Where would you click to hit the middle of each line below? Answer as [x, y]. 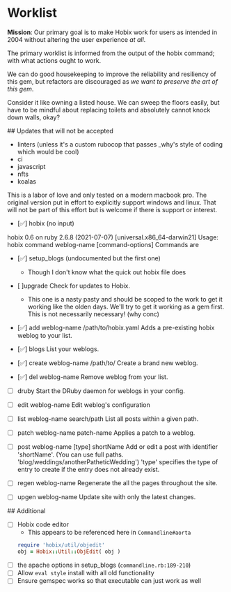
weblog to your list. [45, 335]
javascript [31, 166]
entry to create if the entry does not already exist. [88, 470]
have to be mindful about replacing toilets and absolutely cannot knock [109, 110]
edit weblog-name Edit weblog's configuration [84, 405]
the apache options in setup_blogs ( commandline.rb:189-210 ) [104, 565]
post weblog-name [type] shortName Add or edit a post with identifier [117, 447]
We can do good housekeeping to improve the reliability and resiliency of [112, 74]
